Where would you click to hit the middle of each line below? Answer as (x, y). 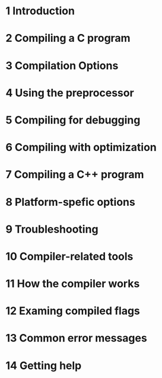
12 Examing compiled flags (73, 311)
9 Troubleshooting (52, 229)
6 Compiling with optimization (81, 148)
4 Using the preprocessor (70, 93)
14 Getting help (44, 365)
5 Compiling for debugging (73, 120)
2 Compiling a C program (68, 38)
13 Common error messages (77, 338)
